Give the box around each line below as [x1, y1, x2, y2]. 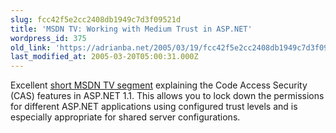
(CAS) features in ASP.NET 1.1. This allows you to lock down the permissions [10, 90, 325, 102]
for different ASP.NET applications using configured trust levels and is [10, 101, 298, 113]
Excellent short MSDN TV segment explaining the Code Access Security [10, 79, 308, 91]
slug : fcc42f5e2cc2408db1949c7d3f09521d [10, 14, 182, 25]
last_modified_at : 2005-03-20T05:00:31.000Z [10, 52, 199, 62]
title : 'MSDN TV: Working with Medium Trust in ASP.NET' [10, 24, 253, 34]
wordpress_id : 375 [10, 33, 87, 43]
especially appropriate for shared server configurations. [10, 111, 241, 123]
